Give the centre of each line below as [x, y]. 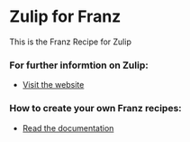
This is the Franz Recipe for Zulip [71, 42]
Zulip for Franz [65, 17]
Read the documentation [68, 128]
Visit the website [53, 85]
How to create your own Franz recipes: [95, 109]
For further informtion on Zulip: [79, 65]
